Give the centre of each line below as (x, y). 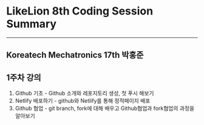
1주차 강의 (24, 78)
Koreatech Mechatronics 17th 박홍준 (75, 55)
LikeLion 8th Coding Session (80, 11)
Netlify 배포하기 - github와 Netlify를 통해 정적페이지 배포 (83, 101)
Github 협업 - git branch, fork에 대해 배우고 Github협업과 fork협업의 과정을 (105, 108)
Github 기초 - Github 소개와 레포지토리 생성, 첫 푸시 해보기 (84, 93)
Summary (31, 24)
